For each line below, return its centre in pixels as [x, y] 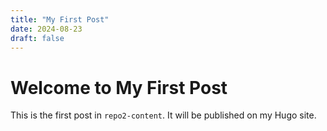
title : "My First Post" [60, 19]
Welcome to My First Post [119, 87]
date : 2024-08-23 [46, 29]
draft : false [37, 38]
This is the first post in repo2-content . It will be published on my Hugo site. [163, 115]
